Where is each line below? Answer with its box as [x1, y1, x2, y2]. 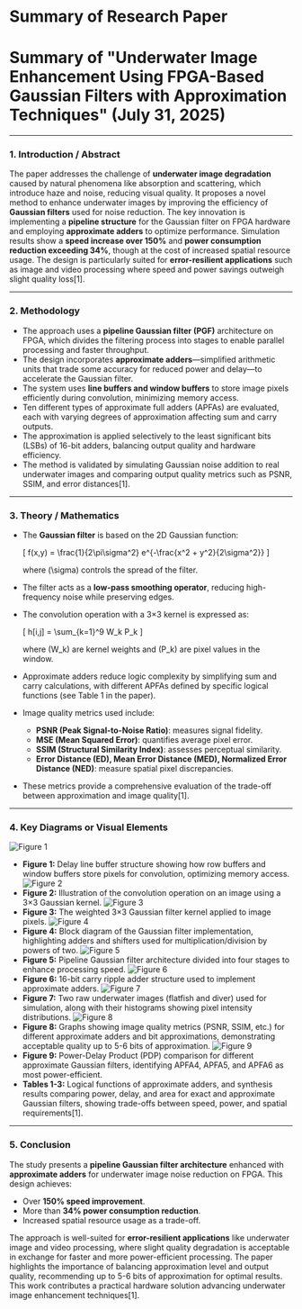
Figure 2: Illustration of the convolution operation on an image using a [22, 888, 281, 898]
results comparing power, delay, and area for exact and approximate [22, 1088, 276, 1099]
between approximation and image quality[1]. [22, 790, 190, 801]
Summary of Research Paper [9, 6, 228, 27]
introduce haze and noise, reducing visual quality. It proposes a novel [9, 187, 267, 199]
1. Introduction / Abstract [9, 149, 121, 161]
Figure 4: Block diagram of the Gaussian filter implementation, [22, 925, 253, 937]
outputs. [22, 420, 54, 431]
